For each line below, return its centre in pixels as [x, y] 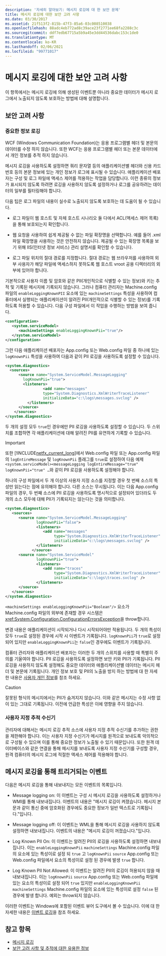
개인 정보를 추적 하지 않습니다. [39, 155]
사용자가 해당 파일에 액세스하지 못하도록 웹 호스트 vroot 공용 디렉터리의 [86, 264]
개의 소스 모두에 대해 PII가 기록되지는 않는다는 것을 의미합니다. [65, 499]
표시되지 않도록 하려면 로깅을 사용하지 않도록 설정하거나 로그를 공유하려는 [81, 185]
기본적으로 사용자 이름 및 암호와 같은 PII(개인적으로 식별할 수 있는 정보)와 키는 [80, 281]
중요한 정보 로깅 [23, 131]
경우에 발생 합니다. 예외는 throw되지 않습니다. [56, 895]
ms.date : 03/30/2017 [27, 19]
